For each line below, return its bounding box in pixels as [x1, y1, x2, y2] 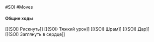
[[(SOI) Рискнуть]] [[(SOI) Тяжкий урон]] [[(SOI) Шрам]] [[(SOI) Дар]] [5, 26, 150, 32]
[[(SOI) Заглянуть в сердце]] [5, 31, 66, 37]
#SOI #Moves [5, 4, 33, 10]
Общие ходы [5, 15, 33, 21]
